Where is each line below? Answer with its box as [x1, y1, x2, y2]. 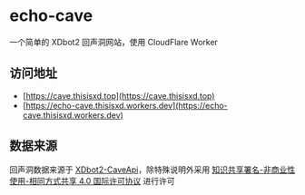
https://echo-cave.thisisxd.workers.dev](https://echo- [25, 100, 229, 111]
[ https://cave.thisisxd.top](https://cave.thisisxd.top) [22, 90, 215, 101]
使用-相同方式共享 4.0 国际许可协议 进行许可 [9, 175, 175, 186]
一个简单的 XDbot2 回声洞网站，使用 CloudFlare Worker [9, 36, 218, 47]
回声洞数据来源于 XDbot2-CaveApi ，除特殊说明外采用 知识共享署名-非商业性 [9, 164, 296, 175]
